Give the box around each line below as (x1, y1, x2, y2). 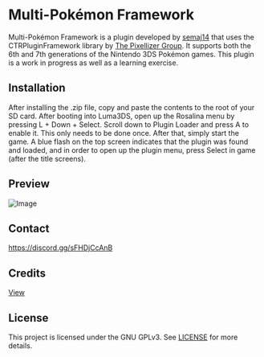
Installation (8, 81, 66, 95)
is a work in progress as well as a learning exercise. (8, 58, 179, 68)
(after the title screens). (8, 154, 87, 163)
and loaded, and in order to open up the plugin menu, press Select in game (8, 145, 256, 154)
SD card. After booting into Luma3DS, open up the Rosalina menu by (8, 111, 235, 121)
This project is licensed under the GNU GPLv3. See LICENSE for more (8, 332, 238, 342)
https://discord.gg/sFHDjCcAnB (8, 243, 113, 252)
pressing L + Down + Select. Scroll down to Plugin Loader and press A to (8, 119, 250, 129)
